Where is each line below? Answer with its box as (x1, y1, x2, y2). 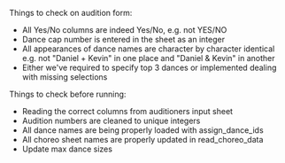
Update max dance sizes (21, 144, 113, 154)
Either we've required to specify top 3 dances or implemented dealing (21, 62, 277, 73)
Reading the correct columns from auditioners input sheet (21, 106, 233, 116)
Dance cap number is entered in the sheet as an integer (21, 35, 226, 44)
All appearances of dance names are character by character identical (21, 43, 275, 54)
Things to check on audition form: (9, 8, 133, 18)
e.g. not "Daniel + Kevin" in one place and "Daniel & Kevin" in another (21, 53, 275, 63)
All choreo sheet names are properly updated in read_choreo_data (21, 135, 264, 144)
